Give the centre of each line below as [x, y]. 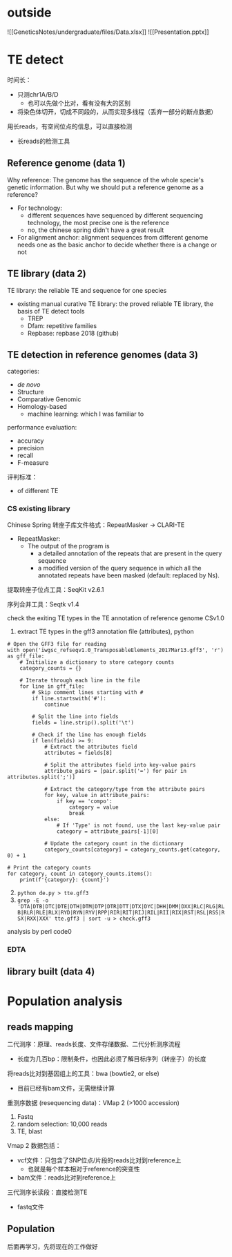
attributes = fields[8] [78, 753]
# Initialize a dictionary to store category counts [97, 662]
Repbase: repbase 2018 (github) [73, 333]
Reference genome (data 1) [66, 163]
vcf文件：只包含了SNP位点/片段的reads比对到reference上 [99, 1160]
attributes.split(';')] [41, 777]
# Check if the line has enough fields [89, 735]
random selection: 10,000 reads [62, 1124]
